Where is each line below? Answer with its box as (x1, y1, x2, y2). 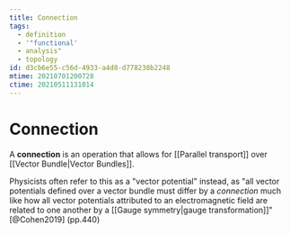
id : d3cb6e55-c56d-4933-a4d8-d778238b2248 (9, 64, 171, 73)
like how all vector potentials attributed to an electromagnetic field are (9, 194, 268, 205)
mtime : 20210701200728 (9, 72, 94, 81)
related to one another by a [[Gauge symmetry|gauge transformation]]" (9, 204, 273, 215)
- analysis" (17, 47, 63, 56)
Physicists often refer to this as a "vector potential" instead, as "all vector (9, 175, 280, 186)
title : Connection (9, 13, 78, 22)
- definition (17, 30, 66, 39)
